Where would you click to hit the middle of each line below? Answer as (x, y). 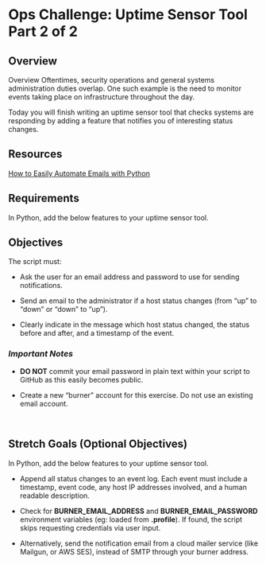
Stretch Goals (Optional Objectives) (98, 444)
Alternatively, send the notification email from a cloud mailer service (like (139, 543)
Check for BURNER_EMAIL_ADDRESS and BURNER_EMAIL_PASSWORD (139, 511)
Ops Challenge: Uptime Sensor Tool (128, 15)
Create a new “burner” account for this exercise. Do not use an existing (136, 395)
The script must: (35, 262)
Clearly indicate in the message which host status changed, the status (135, 325)
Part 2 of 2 (43, 31)
